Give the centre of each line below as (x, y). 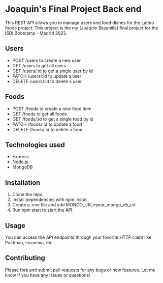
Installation (23, 183)
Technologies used (35, 145)
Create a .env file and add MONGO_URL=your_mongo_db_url (74, 205)
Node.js (20, 162)
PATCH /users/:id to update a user (47, 76)
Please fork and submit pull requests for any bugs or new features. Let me (80, 270)
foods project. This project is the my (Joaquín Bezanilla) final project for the (82, 28)
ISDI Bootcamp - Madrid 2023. (36, 33)
